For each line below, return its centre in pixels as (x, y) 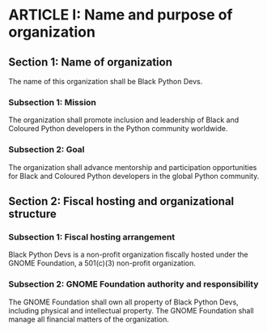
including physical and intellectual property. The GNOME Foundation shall (131, 310)
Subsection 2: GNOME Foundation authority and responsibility (133, 284)
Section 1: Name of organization (90, 62)
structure (32, 213)
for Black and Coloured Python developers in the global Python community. (134, 176)
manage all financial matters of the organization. (89, 319)
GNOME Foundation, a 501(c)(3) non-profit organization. (102, 263)
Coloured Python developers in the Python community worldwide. (118, 129)
